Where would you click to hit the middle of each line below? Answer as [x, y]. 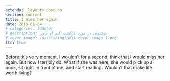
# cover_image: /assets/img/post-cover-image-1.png [61, 38]
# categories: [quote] [29, 29]
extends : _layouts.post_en [34, 10]
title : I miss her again [31, 19]
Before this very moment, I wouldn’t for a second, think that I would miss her [85, 57]
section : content [24, 15]
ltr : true [16, 43]
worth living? [19, 73]
